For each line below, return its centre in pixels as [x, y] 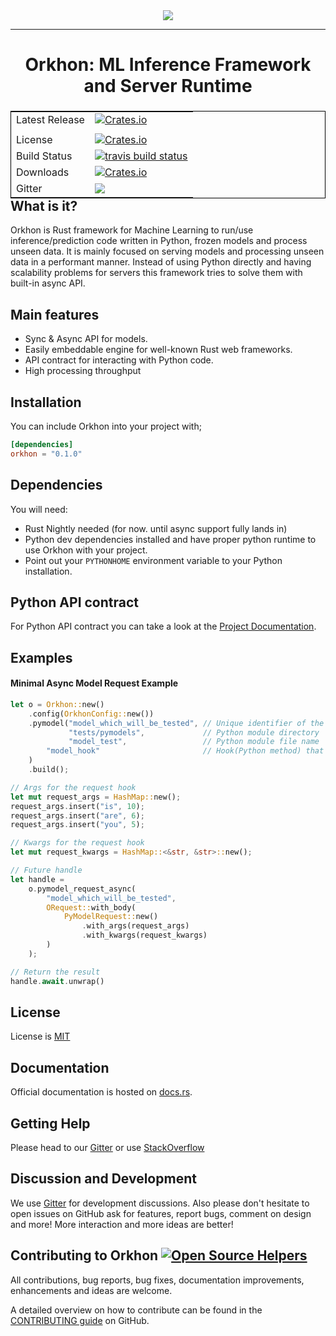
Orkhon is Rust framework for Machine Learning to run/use [132, 230]
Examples [41, 657]
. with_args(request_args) [135, 926]
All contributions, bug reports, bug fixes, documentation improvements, [157, 1280]
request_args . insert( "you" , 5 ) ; [77, 825]
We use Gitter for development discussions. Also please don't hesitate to [160, 1203]
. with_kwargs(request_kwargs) [144, 935]
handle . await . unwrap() [57, 981]
